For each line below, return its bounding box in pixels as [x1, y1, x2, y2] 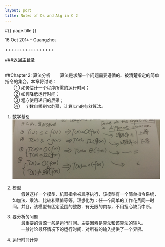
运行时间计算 [12, 237, 38, 243]
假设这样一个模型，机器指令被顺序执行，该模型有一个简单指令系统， [21, 191, 159, 197]
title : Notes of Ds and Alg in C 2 [5, 13, 78, 18]
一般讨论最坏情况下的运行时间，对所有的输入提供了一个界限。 [21, 226, 146, 232]
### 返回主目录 [5, 57, 35, 63]
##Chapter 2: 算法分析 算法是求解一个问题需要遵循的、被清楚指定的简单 [5, 72, 159, 78]
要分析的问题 [12, 213, 38, 219]
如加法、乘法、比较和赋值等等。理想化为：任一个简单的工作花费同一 [12, 197, 150, 203]
